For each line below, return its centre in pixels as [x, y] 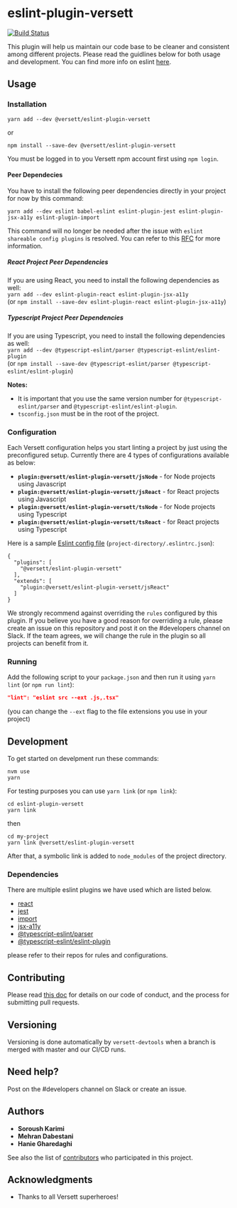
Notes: [18, 384]
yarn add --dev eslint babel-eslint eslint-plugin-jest [92, 211]
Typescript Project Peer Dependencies [66, 317]
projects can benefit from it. [48, 644]
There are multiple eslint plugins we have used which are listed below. [110, 890]
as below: [21, 463]
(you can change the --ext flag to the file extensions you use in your [108, 711]
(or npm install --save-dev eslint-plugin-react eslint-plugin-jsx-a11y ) [117, 301]
